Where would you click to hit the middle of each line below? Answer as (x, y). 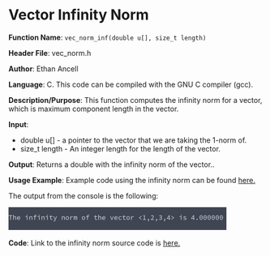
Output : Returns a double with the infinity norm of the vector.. (111, 164)
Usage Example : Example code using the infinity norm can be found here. (132, 180)
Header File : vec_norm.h (50, 53)
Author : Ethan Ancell (43, 68)
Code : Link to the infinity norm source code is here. (94, 243)
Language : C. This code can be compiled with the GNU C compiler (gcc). (131, 84)
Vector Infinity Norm (79, 15)
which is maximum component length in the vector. (94, 109)
